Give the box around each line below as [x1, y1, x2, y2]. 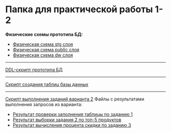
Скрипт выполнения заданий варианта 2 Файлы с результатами [5, 96, 145, 102]
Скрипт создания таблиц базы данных [5, 81, 89, 87]
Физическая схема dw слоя [12, 52, 73, 58]
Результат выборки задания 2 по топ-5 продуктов [12, 116, 122, 123]
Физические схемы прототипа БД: [5, 31, 83, 37]
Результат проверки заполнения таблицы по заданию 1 [12, 111, 133, 117]
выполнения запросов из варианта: [5, 101, 82, 108]
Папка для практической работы [5, 4, 153, 15]
